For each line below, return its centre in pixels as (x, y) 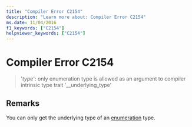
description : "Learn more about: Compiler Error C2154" (76, 17)
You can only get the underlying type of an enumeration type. (81, 118)
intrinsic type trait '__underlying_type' (66, 85)
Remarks (23, 103)
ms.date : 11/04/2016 (32, 22)
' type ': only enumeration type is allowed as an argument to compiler (103, 79)
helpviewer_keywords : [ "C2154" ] (46, 34)
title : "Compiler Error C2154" (44, 11)
